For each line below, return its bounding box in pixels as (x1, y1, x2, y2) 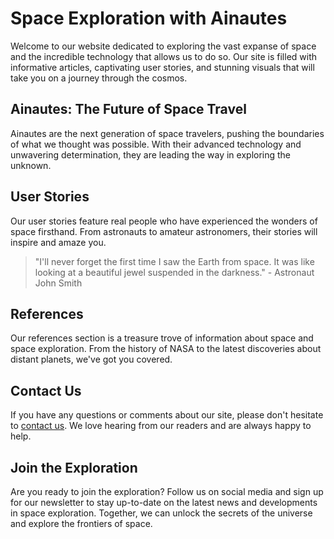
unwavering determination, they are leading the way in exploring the (10, 148, 292, 161)
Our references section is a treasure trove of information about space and (10, 332, 314, 344)
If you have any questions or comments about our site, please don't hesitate (10, 409, 324, 421)
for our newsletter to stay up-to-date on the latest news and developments (10, 497, 318, 508)
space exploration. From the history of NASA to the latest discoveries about (10, 343, 322, 355)
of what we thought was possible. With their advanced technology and (10, 138, 302, 150)
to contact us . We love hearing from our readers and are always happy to (10, 420, 312, 432)
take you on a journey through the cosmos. (10, 72, 188, 84)
